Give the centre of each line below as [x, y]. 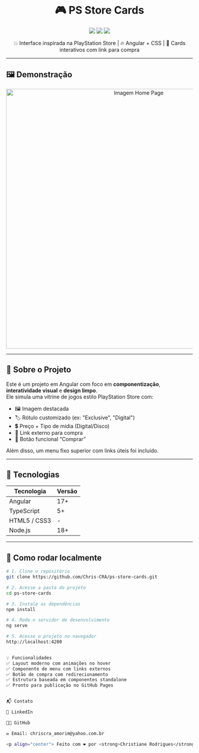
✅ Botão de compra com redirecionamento [57, 674]
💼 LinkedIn [20, 712]
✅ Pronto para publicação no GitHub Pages [60, 685]
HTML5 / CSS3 [30, 521]
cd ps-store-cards [29, 593]
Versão [68, 491]
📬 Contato [20, 701]
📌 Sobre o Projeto [39, 370]
